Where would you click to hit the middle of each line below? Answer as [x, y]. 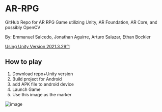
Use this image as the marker [42, 94]
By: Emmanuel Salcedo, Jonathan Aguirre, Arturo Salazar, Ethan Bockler [78, 37]
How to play [24, 62]
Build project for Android [37, 79]
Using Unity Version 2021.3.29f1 [38, 46]
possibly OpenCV [23, 27]
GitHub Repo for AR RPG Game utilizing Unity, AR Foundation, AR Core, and [81, 22]
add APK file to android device [43, 84]
